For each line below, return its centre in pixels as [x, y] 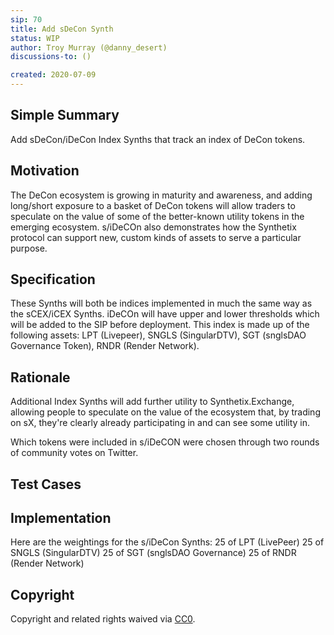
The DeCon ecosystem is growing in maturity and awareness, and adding [161, 195]
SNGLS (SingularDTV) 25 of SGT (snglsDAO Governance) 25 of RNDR [153, 553]
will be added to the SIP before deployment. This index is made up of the [160, 325]
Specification [53, 279]
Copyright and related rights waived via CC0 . [103, 619]
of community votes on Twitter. [74, 453]
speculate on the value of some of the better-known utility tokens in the [157, 216]
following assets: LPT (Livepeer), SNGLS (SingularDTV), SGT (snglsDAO [158, 335]
